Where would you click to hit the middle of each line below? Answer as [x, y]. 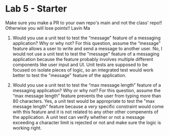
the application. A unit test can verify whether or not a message [78, 117]
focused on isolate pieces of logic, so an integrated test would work [83, 70]
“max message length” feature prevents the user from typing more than [87, 96]
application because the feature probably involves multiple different [83, 59]
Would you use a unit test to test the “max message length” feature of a [87, 85]
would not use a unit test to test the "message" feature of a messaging [86, 54]
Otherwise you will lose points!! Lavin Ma [48, 28]
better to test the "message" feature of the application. [69, 75]
